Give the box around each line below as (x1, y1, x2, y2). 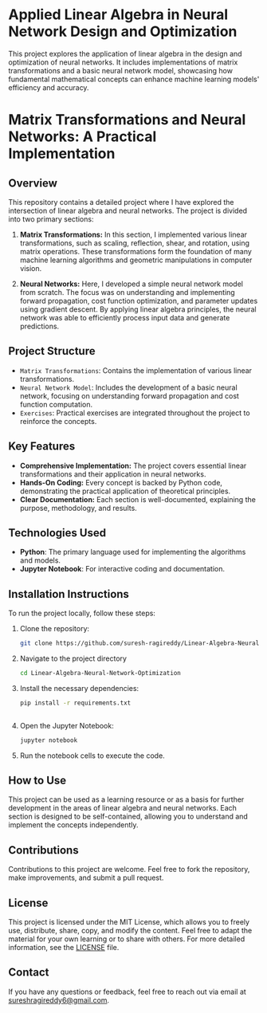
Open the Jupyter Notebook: (19, 720, 114, 730)
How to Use (8, 773, 67, 787)
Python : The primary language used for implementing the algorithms (19, 548, 246, 557)
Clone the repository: (19, 624, 90, 634)
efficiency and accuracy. (8, 82, 89, 92)
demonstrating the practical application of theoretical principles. (19, 486, 231, 496)
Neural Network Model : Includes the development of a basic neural (19, 383, 238, 392)
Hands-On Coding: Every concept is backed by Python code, (19, 477, 223, 487)
